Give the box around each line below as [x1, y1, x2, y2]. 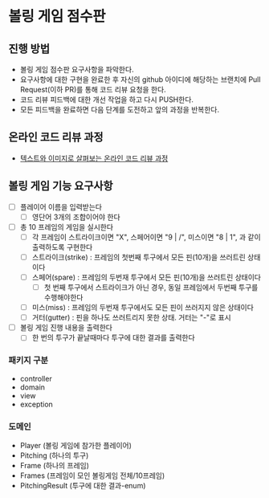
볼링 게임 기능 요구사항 [8, 179, 114, 193]
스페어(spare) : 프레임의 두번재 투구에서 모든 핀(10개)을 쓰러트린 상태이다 [31, 272, 261, 282]
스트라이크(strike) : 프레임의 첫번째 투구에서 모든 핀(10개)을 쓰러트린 [31, 252, 247, 262]
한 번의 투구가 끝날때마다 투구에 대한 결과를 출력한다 [31, 333, 195, 342]
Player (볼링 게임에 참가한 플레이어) [19, 440, 132, 450]
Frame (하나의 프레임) [19, 460, 90, 470]
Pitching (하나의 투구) [19, 451, 89, 460]
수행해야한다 [43, 292, 84, 302]
